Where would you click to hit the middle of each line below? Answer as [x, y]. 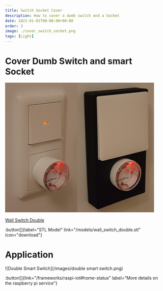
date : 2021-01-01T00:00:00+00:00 [39, 21]
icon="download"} [24, 235]
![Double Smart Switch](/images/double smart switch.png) [64, 268]
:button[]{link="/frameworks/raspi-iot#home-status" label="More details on [81, 278]
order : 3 [14, 26]
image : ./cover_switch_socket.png [41, 31]
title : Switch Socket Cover [34, 10]
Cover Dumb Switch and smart [69, 61]
